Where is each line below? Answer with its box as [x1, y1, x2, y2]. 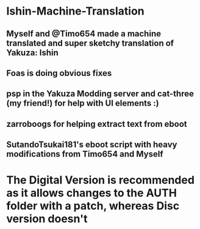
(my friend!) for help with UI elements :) [6, 98, 160, 109]
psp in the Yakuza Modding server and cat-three [6, 89, 194, 99]
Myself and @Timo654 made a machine [6, 29, 162, 39]
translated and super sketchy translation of [6, 38, 174, 48]
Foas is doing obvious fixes [6, 68, 112, 78]
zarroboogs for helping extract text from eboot [6, 118, 187, 129]
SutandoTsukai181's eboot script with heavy [6, 140, 177, 150]
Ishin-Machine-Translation [6, 4, 145, 18]
